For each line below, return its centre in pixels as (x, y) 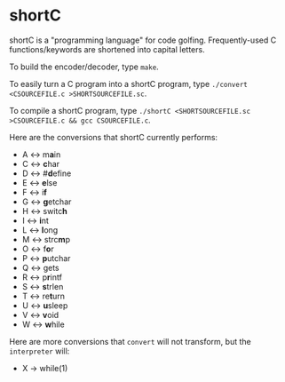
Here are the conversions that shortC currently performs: (114, 137)
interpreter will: (40, 351)
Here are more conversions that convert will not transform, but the (130, 341)
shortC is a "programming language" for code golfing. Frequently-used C (143, 40)
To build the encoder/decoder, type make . (84, 67)
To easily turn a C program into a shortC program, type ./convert (129, 84)
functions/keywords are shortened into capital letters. (107, 49)
